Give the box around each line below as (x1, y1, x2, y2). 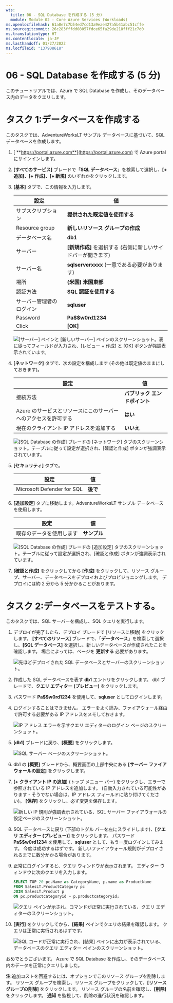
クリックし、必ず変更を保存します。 (43, 798, 120, 804)
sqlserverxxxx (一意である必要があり (67, 261, 158, 268)
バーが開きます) (72, 251, 111, 258)
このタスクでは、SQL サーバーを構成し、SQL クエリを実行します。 (6, 618, 147, 624)
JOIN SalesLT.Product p (13, 889, 65, 894)
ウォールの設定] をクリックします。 (13, 768, 88, 774)
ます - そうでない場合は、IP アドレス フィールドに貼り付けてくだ (17, 791, 155, 798)
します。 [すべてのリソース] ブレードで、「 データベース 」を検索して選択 (13, 635, 164, 642)
